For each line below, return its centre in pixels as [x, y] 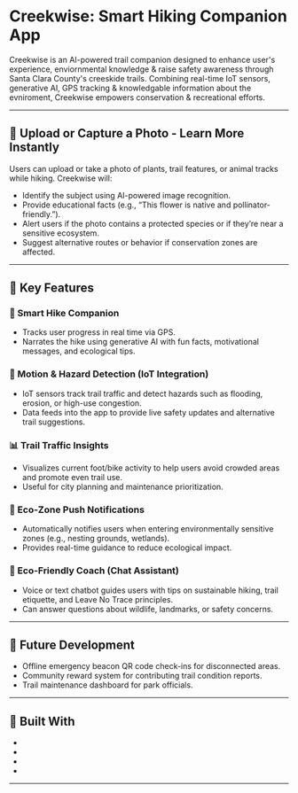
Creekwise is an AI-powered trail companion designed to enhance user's [142, 59]
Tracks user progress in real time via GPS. [98, 332]
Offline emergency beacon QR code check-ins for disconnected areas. [151, 666]
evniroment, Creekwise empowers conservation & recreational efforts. [137, 97]
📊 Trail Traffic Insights [59, 445]
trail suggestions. [54, 422]
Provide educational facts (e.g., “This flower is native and [126, 205]
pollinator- [251, 205]
